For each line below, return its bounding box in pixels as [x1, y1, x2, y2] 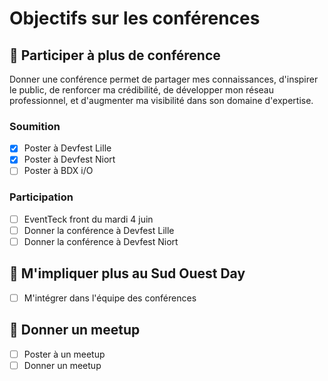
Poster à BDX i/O [23, 165, 94, 177]
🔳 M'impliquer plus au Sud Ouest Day [9, 265, 246, 282]
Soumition [9, 119, 61, 133]
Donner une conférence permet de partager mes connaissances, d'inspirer [9, 73, 319, 85]
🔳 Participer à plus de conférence [9, 47, 221, 64]
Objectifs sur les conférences [9, 7, 261, 30]
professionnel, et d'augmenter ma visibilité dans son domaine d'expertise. [9, 95, 314, 106]
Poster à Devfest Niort [23, 153, 116, 166]
